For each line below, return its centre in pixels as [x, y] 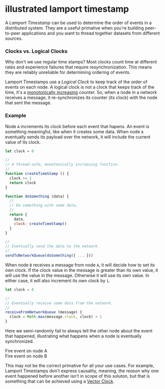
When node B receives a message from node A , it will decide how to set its [80, 265]
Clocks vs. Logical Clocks [36, 51]
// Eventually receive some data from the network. [59, 303]
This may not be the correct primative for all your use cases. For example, [80, 366]
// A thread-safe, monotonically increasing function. [62, 164]
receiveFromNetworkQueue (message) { [44, 312]
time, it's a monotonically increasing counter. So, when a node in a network [81, 93]
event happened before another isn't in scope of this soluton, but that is [78, 376]
